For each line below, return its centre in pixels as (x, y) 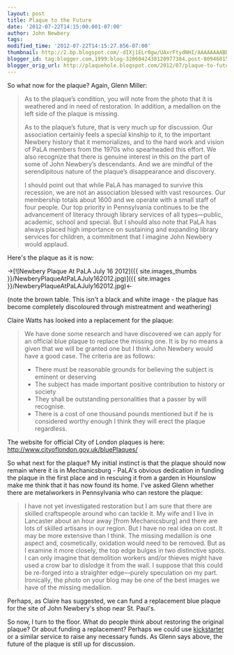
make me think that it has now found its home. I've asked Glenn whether (111, 485)
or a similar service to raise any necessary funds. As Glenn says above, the (115, 636)
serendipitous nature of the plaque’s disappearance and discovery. (120, 171)
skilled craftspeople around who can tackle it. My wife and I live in (119, 513)
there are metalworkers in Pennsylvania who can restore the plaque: (105, 492)
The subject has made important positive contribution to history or (130, 384)
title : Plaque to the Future (49, 20)
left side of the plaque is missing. (72, 113)
